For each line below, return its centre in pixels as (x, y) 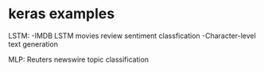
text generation (33, 44)
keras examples (62, 14)
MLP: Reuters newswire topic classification (79, 59)
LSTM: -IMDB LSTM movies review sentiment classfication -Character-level (132, 36)
